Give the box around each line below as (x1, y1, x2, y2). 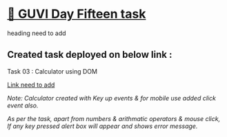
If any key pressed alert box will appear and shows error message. (7, 122, 198, 130)
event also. (7, 101, 39, 109)
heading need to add (7, 29, 67, 37)
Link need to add (7, 81, 55, 89)
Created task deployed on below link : (7, 49, 172, 61)
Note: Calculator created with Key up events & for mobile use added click (7, 94, 216, 102)
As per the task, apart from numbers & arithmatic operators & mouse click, (7, 114, 221, 123)
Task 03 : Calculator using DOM (7, 67, 98, 75)
